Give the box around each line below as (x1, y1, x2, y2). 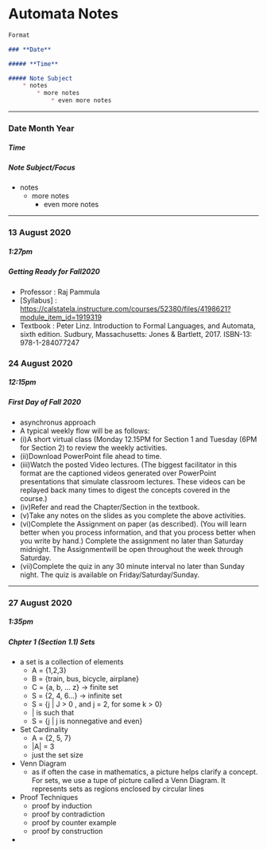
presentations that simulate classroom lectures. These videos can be (19, 476, 246, 486)
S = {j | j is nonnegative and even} (31, 716, 143, 726)
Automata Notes (8, 5, 119, 23)
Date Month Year (8, 123, 75, 134)
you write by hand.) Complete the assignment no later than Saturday (19, 535, 244, 546)
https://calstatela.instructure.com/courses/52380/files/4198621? (19, 304, 231, 313)
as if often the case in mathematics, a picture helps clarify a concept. (31, 767, 258, 777)
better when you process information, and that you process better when (19, 527, 256, 537)
